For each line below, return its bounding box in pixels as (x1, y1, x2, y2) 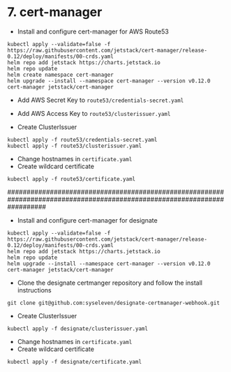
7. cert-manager (7, 4, 103, 20)
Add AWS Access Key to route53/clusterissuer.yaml (17, 109, 171, 117)
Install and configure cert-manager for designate (17, 216, 158, 224)
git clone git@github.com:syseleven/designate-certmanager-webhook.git (7, 299, 220, 306)
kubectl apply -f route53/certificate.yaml (7, 175, 136, 182)
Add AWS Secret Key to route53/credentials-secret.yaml (17, 96, 184, 104)
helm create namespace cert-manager (7, 71, 114, 78)
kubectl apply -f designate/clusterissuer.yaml (7, 325, 149, 332)
